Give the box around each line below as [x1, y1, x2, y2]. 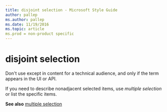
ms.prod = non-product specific [5, 31, 74, 36]
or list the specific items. [5, 91, 57, 97]
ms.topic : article [5, 27, 44, 32]
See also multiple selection [5, 101, 62, 107]
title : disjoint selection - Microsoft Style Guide [5, 7, 117, 13]
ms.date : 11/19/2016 [5, 21, 50, 27]
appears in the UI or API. [5, 75, 57, 82]
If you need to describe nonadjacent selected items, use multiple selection [5, 85, 162, 92]
